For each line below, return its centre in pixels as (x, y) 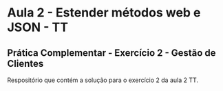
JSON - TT (38, 27)
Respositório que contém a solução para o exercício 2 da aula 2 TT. (103, 80)
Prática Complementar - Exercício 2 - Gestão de (111, 53)
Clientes (25, 63)
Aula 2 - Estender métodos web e (104, 13)
